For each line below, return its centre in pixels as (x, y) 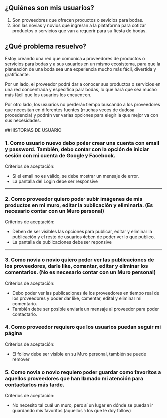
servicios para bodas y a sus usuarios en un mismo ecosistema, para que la (83, 64)
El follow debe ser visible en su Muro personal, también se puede (79, 354)
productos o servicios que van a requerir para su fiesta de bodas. (79, 31)
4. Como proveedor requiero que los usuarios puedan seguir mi (83, 327)
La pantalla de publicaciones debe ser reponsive (62, 242)
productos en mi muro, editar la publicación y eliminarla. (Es (79, 205)
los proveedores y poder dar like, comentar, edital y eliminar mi (77, 298)
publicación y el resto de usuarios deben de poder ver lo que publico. (83, 237)
